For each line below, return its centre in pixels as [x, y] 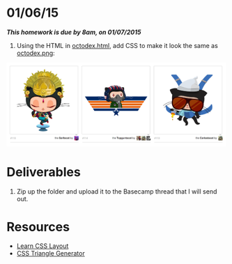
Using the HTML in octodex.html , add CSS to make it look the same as [117, 45]
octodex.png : [36, 53]
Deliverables [44, 172]
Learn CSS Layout [42, 246]
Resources [38, 227]
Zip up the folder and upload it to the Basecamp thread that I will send [117, 191]
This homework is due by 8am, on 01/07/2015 [74, 32]
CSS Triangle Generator [51, 254]
